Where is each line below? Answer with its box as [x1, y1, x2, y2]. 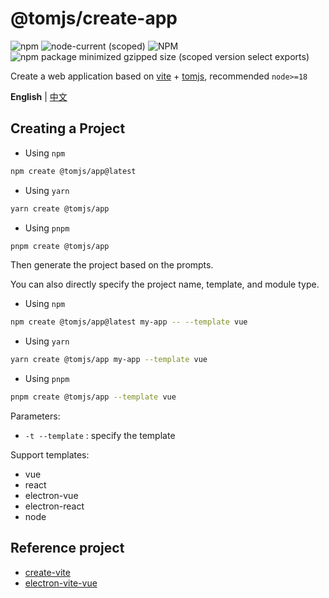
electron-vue [24, 490, 79, 501]
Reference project [10, 540, 125, 557]
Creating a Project [10, 120, 126, 137]
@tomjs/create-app [10, 7, 178, 30]
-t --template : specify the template [24, 430, 176, 441]
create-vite [24, 566, 71, 578]
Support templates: [10, 449, 90, 461]
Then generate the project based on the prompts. [10, 259, 214, 271]
